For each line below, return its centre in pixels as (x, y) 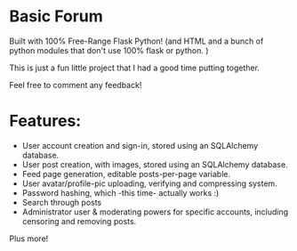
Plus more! (29, 239)
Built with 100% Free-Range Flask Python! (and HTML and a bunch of (136, 41)
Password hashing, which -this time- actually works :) (120, 192)
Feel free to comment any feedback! (76, 85)
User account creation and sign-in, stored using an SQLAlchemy (140, 145)
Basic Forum (56, 16)
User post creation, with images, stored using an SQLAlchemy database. (155, 164)
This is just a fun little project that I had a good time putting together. (135, 68)
